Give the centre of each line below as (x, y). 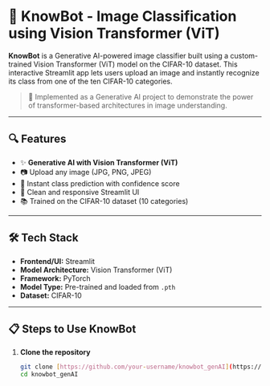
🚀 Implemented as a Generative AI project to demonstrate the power (141, 96)
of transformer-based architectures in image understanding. (127, 105)
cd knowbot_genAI (49, 375)
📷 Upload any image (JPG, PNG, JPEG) (86, 172)
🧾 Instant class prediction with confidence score (100, 183)
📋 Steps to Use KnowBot (72, 329)
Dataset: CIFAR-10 (51, 295)
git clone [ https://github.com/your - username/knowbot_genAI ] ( (126, 367)
